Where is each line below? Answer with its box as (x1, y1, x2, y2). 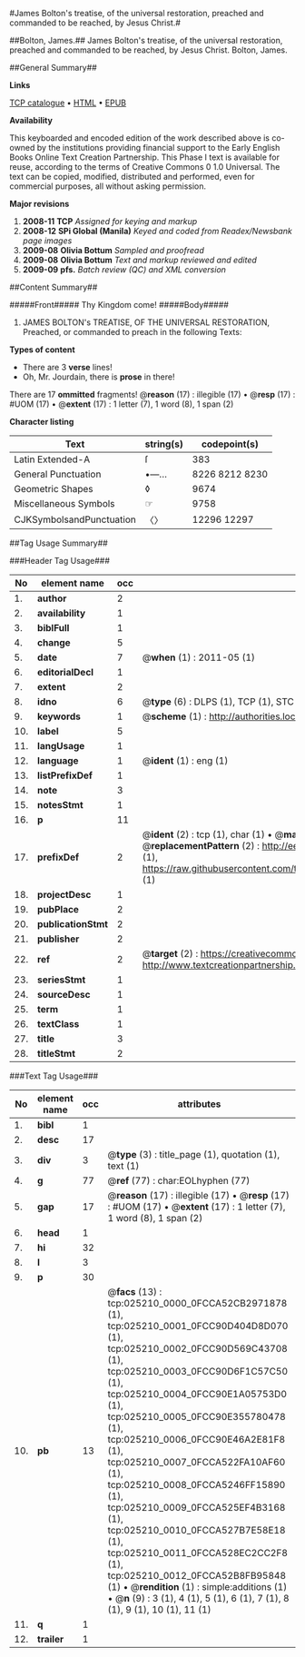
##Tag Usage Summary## (9, 538, 109, 548)
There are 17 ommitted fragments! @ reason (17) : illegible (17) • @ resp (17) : (9, 390, 296, 399)
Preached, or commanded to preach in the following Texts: (22, 327, 242, 337)
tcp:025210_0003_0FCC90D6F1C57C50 (107, 1366, 289, 1377)
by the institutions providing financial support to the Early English (36, 143, 280, 153)
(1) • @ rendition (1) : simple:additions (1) (107, 1581, 288, 1593)
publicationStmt (37, 918, 109, 930)
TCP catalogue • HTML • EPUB (9, 97, 127, 108)
